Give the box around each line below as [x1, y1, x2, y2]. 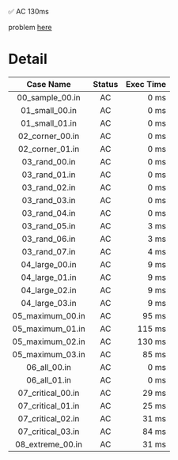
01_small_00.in [21, 104, 78, 115]
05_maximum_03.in [12, 349, 85, 360]
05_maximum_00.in [12, 310, 85, 321]
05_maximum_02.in [12, 336, 85, 347]
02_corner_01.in [17, 143, 80, 154]
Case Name [26, 78, 71, 89]
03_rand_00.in [21, 156, 76, 167]
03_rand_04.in [21, 207, 76, 218]
